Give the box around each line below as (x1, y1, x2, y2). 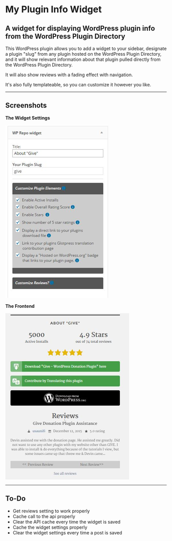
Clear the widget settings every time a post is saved (12, 529, 122, 535)
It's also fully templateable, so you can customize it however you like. (5, 82, 152, 87)
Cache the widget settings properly (12, 524, 88, 530)
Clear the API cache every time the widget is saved (12, 519, 121, 525)
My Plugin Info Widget (5, 4, 102, 15)
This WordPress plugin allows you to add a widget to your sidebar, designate (5, 46, 167, 52)
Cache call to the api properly (12, 513, 76, 520)
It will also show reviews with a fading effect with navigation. (5, 72, 133, 78)
